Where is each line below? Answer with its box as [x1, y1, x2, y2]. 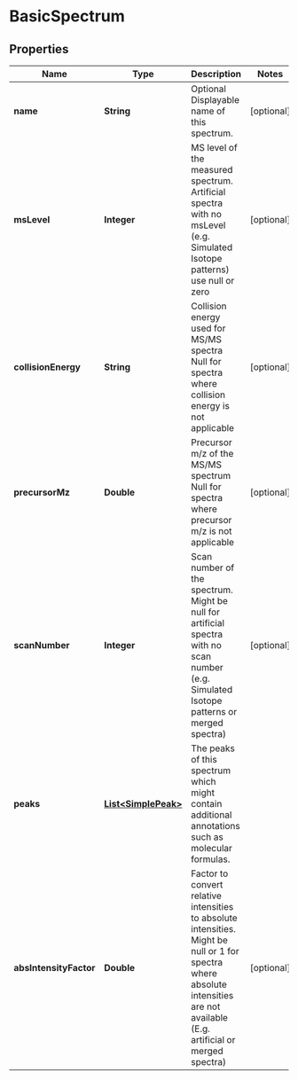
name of [190, 105, 226, 117]
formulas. [190, 853, 231, 865]
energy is [190, 400, 231, 411]
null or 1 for [190, 945, 239, 957]
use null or [190, 275, 235, 286]
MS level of [190, 142, 238, 153]
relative [190, 889, 222, 902]
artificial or [190, 1034, 236, 1045]
